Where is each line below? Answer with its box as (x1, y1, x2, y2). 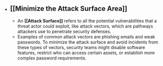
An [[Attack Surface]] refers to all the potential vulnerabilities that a (17, 17, 157, 23)
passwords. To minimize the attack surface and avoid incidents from (17, 39, 158, 45)
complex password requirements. (17, 55, 86, 61)
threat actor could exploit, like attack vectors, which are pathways (17, 23, 153, 29)
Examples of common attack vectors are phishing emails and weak (17, 33, 155, 39)
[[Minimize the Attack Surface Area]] (9, 4, 127, 13)
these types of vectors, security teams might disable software (17, 44, 145, 50)
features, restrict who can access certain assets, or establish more (17, 49, 155, 55)
